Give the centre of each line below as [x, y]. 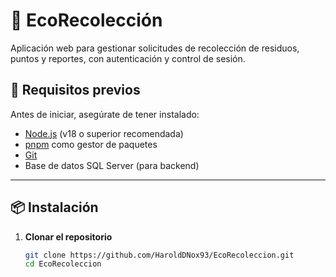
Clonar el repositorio [68, 236]
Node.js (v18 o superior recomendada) [104, 133]
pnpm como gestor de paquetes [91, 144]
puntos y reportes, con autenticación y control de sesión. [128, 58]
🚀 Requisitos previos [75, 90]
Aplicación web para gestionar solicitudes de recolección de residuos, [155, 48]
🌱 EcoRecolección [86, 20]
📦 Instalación [54, 207]
